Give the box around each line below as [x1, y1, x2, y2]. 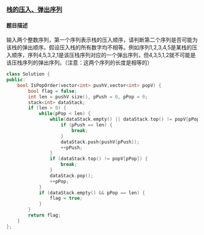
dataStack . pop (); [49, 172, 94, 179]
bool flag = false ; [28, 88, 78, 94]
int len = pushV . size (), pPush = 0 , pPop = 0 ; [28, 94, 148, 100]
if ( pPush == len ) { [60, 122, 113, 128]
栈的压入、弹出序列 [6, 5, 63, 13]
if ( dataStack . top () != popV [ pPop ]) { [49, 156, 148, 162]
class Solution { [6, 71, 50, 77]
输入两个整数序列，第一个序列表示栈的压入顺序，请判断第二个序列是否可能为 [6, 36, 198, 44]
